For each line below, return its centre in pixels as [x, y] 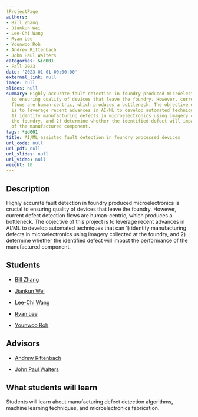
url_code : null [25, 143]
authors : [17, 17]
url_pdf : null [24, 148]
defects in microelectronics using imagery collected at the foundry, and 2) [96, 234]
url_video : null [26, 160]
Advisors [23, 344]
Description [28, 189]
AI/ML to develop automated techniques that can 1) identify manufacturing [96, 228]
